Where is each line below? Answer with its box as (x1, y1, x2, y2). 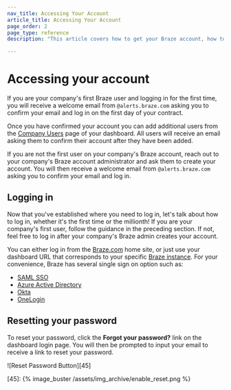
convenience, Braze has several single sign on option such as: (7, 259, 184, 268)
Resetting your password (7, 315, 118, 327)
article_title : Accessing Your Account (7, 17, 122, 23)
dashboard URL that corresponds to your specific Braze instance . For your (7, 252, 218, 261)
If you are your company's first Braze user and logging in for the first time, (7, 94, 217, 102)
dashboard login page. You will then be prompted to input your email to (7, 340, 208, 349)
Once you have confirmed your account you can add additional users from (7, 122, 219, 131)
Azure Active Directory (16, 280, 82, 289)
